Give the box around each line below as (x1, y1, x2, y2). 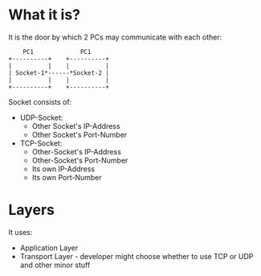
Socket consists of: (8, 97, 72, 106)
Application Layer (19, 243, 79, 253)
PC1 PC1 (22, 47, 92, 56)
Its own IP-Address (31, 163, 95, 174)
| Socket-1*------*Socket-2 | (8, 68, 110, 77)
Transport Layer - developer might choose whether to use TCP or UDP (19, 251, 254, 261)
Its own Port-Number (31, 172, 102, 182)
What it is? (8, 6, 81, 24)
